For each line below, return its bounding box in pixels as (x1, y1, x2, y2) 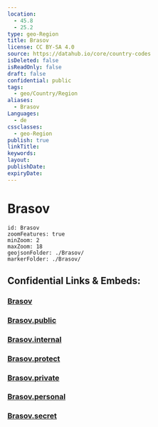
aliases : (7, 97, 33, 104)
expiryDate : (7, 169, 43, 177)
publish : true (7, 136, 50, 144)
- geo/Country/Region (14, 90, 78, 97)
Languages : (7, 110, 40, 117)
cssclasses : (7, 123, 43, 131)
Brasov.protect (7, 353, 60, 363)
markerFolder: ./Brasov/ (7, 255, 81, 263)
